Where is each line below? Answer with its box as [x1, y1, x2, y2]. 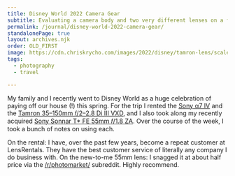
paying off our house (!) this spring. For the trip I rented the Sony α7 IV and [7, 101, 223, 110]
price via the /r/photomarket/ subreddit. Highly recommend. [7, 160, 180, 168]
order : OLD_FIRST [7, 43, 58, 50]
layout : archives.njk [7, 36, 71, 43]
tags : [7, 56, 23, 63]
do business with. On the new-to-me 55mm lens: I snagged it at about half [7, 153, 222, 161]
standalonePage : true [7, 29, 71, 37]
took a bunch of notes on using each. [7, 124, 115, 133]
